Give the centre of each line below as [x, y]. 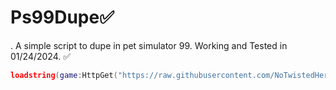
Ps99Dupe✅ [62, 17]
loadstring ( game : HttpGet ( [64, 75]
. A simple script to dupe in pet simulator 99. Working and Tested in [149, 45]
